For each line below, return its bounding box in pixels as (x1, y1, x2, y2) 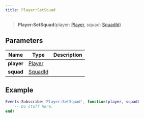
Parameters (5, 36, 43, 45)
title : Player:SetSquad (5, 7, 56, 13)
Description (53, 52, 82, 59)
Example (5, 85, 34, 95)
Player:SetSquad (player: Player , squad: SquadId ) (17, 21, 121, 28)
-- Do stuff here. (14, 104, 53, 109)
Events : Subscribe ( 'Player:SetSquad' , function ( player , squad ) (5, 99, 140, 105)
